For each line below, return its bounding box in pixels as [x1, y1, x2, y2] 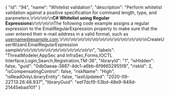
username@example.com [5, 36, 59, 42]
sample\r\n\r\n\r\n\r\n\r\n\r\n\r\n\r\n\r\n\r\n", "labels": [5, 47, 115, 53]
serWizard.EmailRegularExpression [5, 42, 78, 47]
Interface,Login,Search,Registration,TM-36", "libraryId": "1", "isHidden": [5, 58, 155, 63]
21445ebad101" [5, 84, 37, 90]
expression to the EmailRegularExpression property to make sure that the [5, 26, 158, 32]
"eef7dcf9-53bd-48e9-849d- [74, 79, 137, 85]
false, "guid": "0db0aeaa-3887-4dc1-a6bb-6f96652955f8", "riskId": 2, [5, 63, 153, 69]
